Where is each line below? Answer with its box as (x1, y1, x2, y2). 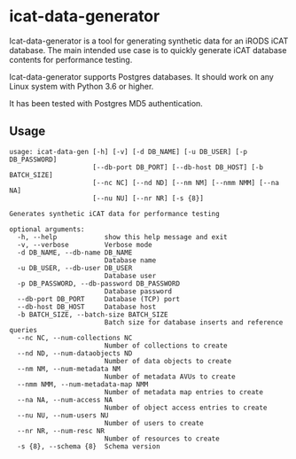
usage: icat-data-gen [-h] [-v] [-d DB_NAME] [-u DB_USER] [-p (9, 147, 248, 156)
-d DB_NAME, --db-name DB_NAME (17, 248, 133, 257)
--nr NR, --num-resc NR (17, 426, 105, 435)
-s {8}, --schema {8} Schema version (17, 441, 161, 451)
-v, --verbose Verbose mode (17, 240, 152, 249)
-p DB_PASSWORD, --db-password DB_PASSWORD (17, 279, 180, 288)
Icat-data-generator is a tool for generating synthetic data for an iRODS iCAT (9, 35, 289, 46)
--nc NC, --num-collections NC (17, 333, 133, 342)
